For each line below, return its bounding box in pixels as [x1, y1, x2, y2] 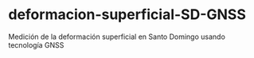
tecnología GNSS [8, 40, 64, 49]
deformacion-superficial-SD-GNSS [8, 6, 247, 24]
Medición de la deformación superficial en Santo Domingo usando [8, 32, 225, 41]
